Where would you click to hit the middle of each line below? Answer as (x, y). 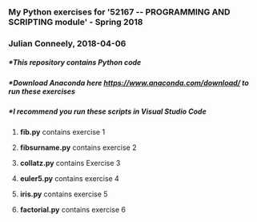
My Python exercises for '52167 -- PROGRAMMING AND (119, 12)
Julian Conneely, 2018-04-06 (67, 43)
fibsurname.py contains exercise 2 (78, 147)
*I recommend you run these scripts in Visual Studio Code (107, 111)
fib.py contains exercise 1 (62, 131)
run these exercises (42, 91)
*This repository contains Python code (75, 63)
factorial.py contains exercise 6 (73, 209)
